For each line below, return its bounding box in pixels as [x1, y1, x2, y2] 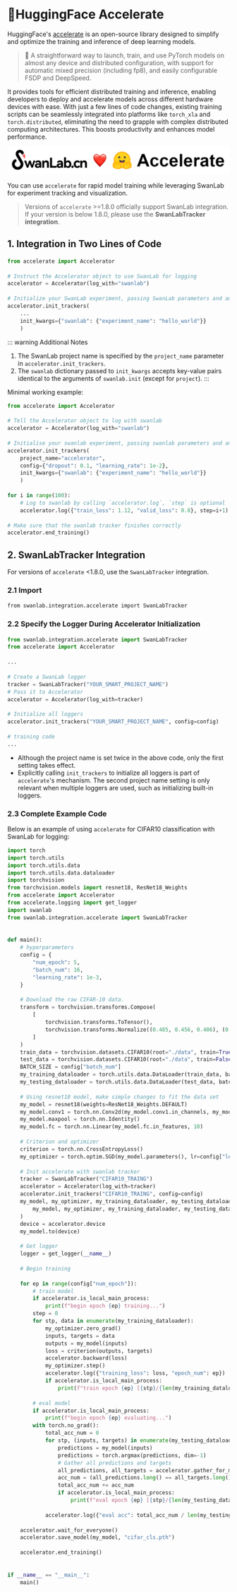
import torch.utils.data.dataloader [7, 869, 115, 877]
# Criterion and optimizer [20, 1138, 99, 1146]
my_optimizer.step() [44, 1363, 106, 1370]
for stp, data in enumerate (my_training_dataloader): [32, 1317, 194, 1325]
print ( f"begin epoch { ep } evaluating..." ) [44, 1414, 172, 1422]
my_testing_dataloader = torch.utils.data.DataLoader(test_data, [20, 1079, 217, 1086]
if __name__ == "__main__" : [7, 1571, 90, 1579]
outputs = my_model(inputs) [44, 1340, 128, 1347]
